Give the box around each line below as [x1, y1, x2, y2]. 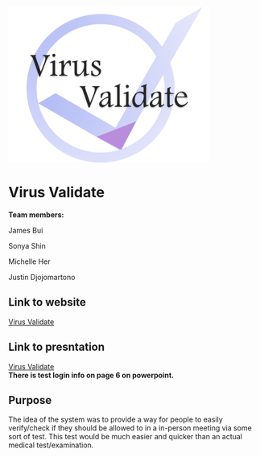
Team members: [8, 209, 64, 220]
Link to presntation [8, 340, 105, 354]
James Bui [8, 225, 43, 235]
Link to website [8, 295, 86, 309]
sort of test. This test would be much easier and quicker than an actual [8, 432, 243, 442]
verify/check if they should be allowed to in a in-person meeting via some [8, 423, 252, 433]
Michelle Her [8, 257, 51, 266]
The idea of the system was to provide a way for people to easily [8, 414, 223, 425]
